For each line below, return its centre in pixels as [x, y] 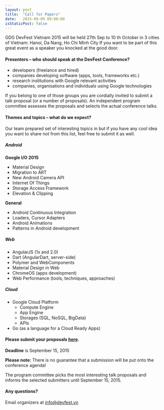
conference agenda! [26, 365]
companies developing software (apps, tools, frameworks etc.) [76, 76]
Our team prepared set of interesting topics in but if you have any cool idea [81, 128]
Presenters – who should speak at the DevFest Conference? [67, 59]
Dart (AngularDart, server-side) [44, 257]
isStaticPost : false [26, 23]
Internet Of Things [31, 183]
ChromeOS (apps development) [45, 273]
